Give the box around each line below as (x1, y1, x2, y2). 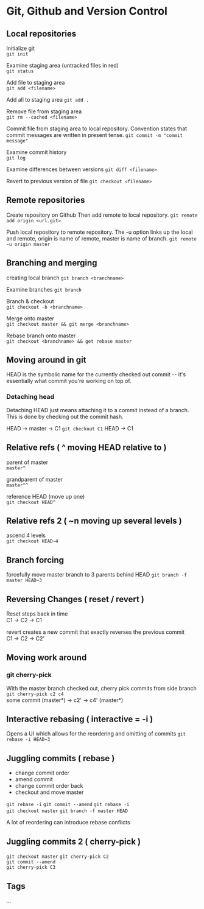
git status (6, 68, 34, 74)
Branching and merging (6, 258, 97, 268)
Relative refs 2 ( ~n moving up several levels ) (6, 516, 182, 526)
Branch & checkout (6, 297, 54, 305)
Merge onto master (6, 315, 55, 322)
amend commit (15, 776, 53, 783)
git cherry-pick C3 (6, 865, 56, 871)
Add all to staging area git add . (6, 96, 90, 103)
